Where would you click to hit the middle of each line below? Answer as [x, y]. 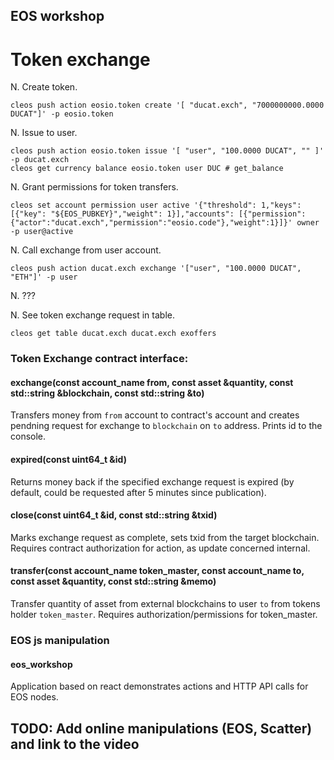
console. [28, 436]
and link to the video [75, 744]
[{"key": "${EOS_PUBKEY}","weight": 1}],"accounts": [122, 214]
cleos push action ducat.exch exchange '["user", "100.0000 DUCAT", [156, 269]
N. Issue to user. [44, 133]
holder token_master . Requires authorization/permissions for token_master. [164, 615]
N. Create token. [44, 87]
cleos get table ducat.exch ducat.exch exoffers [113, 334]
